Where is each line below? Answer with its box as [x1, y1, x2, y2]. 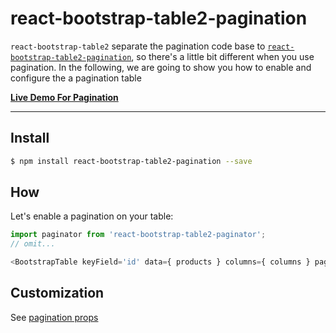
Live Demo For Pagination [10, 91, 119, 103]
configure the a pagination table [10, 72, 142, 84]
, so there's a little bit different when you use [131, 50, 315, 62]
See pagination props [10, 311, 99, 323]
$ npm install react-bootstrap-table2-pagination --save [10, 156, 253, 166]
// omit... [10, 239, 56, 249]
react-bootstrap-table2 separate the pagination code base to [10, 40, 266, 52]
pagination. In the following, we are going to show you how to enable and [10, 61, 312, 73]
